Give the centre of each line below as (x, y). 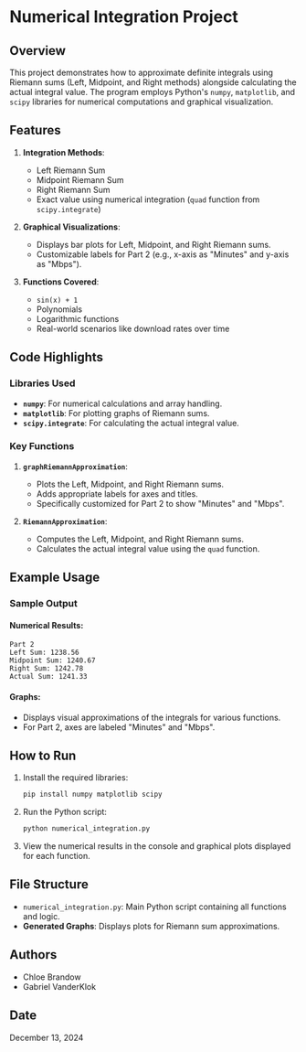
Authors (33, 955)
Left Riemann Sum (71, 170)
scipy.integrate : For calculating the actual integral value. (131, 423)
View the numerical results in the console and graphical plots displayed (157, 846)
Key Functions (42, 446)
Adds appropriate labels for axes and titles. (117, 494)
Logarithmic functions (78, 318)
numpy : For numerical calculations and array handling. (122, 403)
